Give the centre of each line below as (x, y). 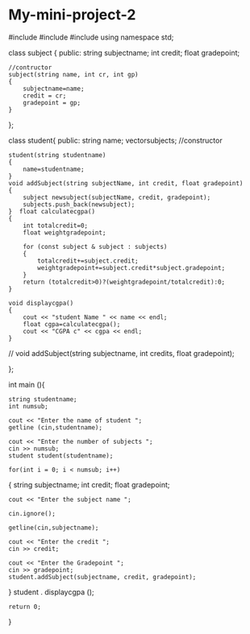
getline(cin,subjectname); (54, 528)
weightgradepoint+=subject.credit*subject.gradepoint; (131, 267)
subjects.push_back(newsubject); (79, 204)
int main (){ (27, 384)
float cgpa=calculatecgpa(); (72, 324)
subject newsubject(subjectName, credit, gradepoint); (117, 197)
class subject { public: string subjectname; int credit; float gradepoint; (124, 52)
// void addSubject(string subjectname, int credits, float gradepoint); (122, 353)
